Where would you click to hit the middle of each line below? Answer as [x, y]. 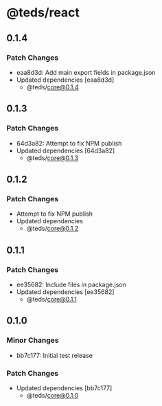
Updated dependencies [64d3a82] [66, 150]
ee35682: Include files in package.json [71, 284]
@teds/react [43, 13]
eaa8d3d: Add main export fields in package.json [86, 72]
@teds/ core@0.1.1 [51, 299]
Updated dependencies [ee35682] [65, 292]
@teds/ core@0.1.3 [53, 158]
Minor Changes [33, 340]
